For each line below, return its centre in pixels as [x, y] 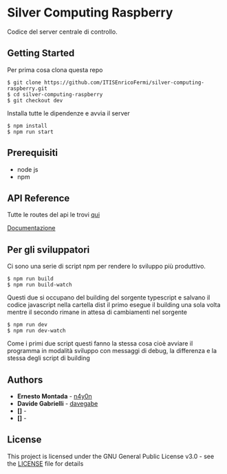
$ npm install [28, 126]
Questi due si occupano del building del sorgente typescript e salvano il [109, 297]
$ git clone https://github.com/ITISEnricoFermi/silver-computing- [106, 82]
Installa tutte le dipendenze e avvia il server [69, 113]
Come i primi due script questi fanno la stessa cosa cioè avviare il [100, 343]
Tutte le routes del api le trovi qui [54, 215]
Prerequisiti [33, 153]
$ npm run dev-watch [37, 331]
